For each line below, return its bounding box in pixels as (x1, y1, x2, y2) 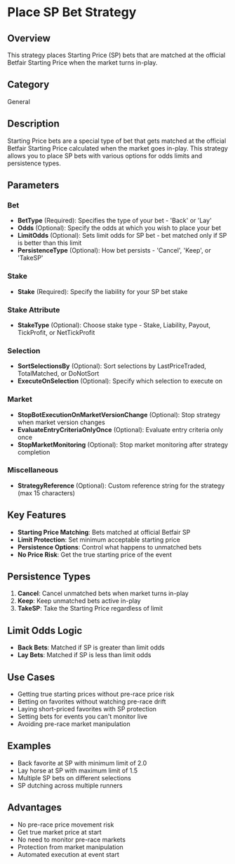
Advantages (7, 801, 62, 813)
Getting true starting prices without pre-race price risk (17, 690, 175, 699)
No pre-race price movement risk (17, 820, 114, 829)
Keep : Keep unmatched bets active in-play (17, 597, 142, 605)
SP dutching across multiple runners (17, 781, 123, 789)
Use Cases (7, 671, 55, 683)
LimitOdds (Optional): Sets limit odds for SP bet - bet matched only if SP (17, 231, 227, 240)
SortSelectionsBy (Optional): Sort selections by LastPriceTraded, (17, 362, 207, 370)
